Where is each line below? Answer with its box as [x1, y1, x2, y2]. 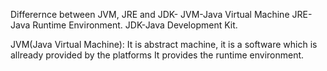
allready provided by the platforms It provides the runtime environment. [10, 49, 305, 61]
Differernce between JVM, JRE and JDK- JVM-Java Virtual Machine [10, 9, 290, 20]
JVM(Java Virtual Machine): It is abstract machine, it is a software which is [10, 39, 318, 50]
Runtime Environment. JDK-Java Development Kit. [32, 19, 238, 31]
